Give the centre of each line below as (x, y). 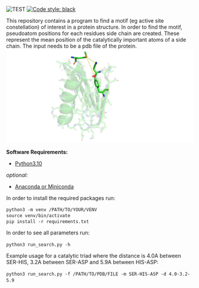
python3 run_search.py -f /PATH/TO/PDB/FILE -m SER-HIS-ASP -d (86, 274)
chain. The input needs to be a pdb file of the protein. (71, 46)
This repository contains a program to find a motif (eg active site (85, 21)
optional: (17, 175)
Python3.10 (29, 164)
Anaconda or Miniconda (44, 187)
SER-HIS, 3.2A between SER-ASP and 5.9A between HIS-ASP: (83, 262)
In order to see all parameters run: (48, 233)
